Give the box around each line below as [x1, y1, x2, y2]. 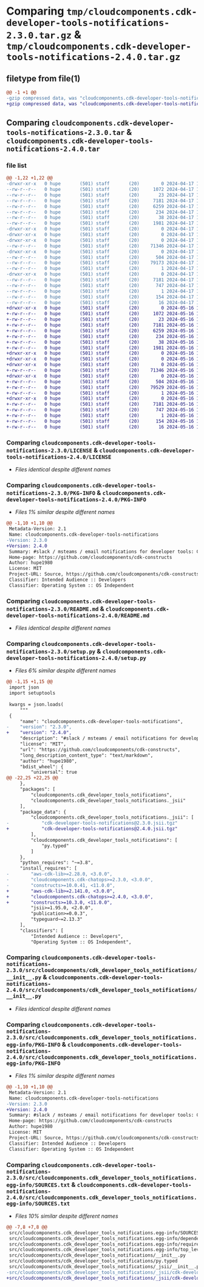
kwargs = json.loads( [8, 701, 64, 707]
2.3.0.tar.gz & [6, 28, 82, 42]
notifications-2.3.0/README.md [6, 605, 99, 612]
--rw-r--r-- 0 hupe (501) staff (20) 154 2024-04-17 [6, 294, 194, 300]
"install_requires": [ [19, 866, 78, 872]
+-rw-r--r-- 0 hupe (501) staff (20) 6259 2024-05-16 [6, 327, 194, 334]
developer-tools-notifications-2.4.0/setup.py [6, 655, 147, 661]
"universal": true [30, 769, 78, 775]
